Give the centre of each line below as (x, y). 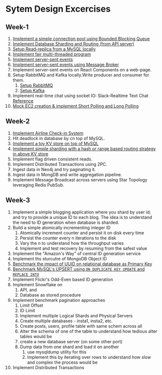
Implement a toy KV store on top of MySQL (55, 143)
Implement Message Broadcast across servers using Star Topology (80, 179)
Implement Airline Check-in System (48, 133)
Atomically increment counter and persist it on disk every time (82, 233)
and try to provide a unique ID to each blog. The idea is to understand (82, 217)
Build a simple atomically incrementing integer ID (62, 227)
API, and (28, 290)
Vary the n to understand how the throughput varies (72, 243)
